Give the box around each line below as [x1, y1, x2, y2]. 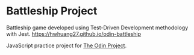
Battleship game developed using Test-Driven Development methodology [6, 24, 189, 31]
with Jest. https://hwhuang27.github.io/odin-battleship [6, 30, 142, 37]
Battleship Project [6, 4, 98, 18]
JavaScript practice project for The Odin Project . [6, 42, 127, 49]
